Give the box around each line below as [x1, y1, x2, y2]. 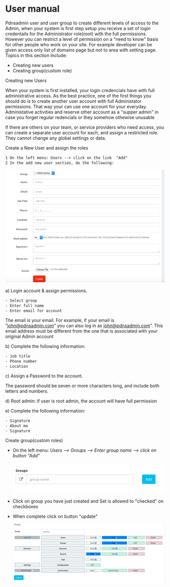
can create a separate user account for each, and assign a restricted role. [5, 129, 159, 135]
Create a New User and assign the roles [5, 144, 89, 151]
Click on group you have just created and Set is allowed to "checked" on [12, 498, 163, 504]
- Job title [5, 354, 30, 359]
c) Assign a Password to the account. [5, 372, 83, 379]
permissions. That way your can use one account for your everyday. [5, 103, 148, 109]
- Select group [5, 298, 37, 303]
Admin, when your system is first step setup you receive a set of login [5, 25, 151, 31]
